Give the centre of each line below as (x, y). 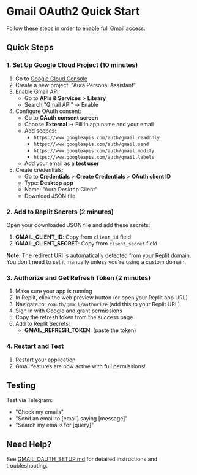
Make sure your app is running (54, 291)
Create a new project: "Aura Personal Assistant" (76, 85)
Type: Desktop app (49, 183)
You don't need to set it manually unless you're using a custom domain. (96, 261)
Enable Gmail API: (38, 91)
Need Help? (29, 444)
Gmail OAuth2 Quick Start (73, 11)
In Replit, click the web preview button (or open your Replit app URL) (102, 298)
